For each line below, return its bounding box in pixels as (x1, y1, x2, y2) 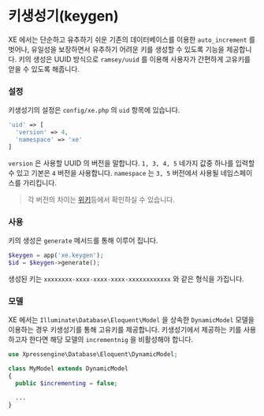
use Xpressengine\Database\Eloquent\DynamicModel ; (8, 351, 178, 358)
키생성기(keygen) (8, 7, 120, 25)
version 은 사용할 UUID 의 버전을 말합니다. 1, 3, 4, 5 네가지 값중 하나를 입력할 (8, 158, 255, 168)
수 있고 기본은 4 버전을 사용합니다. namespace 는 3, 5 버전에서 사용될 (8, 168, 219, 177)
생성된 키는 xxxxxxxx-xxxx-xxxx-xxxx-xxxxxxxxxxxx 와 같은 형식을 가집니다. (8, 273, 244, 284)
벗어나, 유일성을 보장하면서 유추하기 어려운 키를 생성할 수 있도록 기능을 (8, 44, 225, 54)
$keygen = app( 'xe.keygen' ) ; (8, 251, 104, 260)
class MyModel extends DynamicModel (8, 364, 128, 373)
